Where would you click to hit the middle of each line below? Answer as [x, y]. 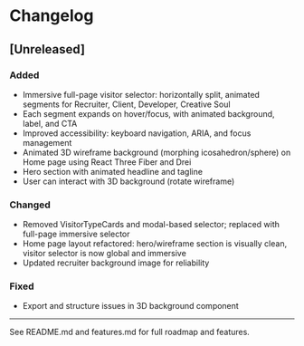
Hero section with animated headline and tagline [113, 171]
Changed [30, 205]
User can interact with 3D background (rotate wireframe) [128, 181]
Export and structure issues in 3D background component [131, 306]
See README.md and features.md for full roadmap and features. [130, 332]
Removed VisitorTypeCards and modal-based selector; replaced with [151, 225]
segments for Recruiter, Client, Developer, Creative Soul [126, 104]
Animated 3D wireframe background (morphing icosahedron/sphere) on [157, 152]
